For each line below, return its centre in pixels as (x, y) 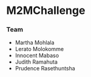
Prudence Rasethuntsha (45, 69)
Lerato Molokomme (39, 49)
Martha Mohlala (35, 42)
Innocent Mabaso (37, 56)
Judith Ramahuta (36, 62)
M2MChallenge (46, 11)
